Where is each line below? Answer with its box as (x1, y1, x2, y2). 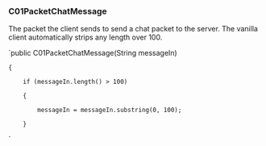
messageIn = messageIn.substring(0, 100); (37, 106, 182, 115)
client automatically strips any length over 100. (8, 32, 163, 42)
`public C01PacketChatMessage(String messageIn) (8, 48, 177, 58)
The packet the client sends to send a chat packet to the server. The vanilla (8, 24, 258, 34)
